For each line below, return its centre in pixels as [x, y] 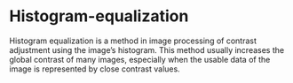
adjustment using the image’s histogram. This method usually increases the [147, 49]
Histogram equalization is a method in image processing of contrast [133, 41]
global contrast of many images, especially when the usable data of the [140, 59]
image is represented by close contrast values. [95, 69]
